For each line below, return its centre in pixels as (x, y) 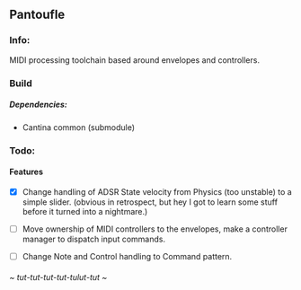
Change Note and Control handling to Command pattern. (127, 256)
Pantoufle (37, 15)
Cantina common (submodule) (79, 127)
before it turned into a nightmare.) (85, 211)
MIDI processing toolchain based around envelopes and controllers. (135, 60)
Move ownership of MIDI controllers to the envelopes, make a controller (155, 229)
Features (26, 172)
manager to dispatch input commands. (94, 239)
